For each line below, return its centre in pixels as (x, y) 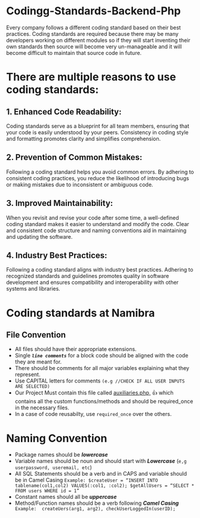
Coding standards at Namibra (81, 313)
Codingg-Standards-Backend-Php (93, 11)
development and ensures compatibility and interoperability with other (93, 282)
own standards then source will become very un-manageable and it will (94, 47)
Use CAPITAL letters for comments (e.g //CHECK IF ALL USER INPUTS (100, 381)
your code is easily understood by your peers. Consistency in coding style (98, 132)
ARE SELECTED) (32, 387)
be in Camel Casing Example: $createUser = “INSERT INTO (86, 480)
